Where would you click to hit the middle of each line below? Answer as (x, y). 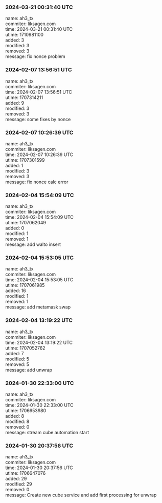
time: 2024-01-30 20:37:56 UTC (39, 468)
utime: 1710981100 (25, 35)
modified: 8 (17, 421)
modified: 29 (19, 484)
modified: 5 (17, 359)
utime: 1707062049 (26, 223)
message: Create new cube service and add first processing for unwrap (81, 495)
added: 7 (15, 353)
